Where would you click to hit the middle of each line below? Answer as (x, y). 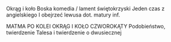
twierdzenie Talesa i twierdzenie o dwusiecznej (64, 33)
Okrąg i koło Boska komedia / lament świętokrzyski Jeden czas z (85, 9)
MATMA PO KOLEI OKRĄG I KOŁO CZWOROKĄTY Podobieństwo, (86, 26)
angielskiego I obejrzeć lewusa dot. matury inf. (63, 15)
